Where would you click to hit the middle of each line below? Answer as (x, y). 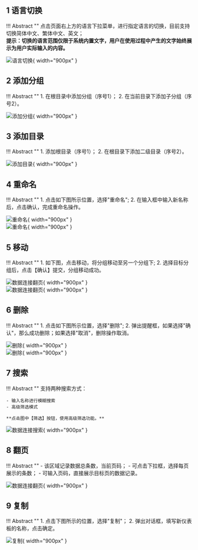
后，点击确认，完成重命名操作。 (45, 207)
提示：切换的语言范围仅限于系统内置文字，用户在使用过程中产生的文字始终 (96, 41)
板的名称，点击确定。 (32, 528)
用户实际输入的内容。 (42, 48)
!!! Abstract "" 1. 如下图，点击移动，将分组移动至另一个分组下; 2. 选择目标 (95, 263)
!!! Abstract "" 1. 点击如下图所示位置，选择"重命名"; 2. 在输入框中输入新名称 (97, 200)
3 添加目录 (25, 136)
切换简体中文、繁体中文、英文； (45, 33)
